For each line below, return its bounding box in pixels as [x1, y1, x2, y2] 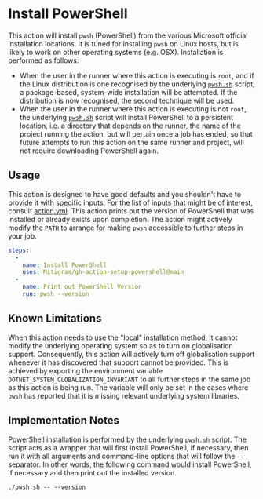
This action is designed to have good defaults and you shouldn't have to [8, 189, 242, 199]
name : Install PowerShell [22, 260, 108, 269]
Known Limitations [8, 311, 102, 326]
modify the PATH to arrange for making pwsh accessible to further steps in [8, 223, 243, 232]
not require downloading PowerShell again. [19, 146, 159, 155]
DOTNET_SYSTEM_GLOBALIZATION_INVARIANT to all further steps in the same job [8, 374, 251, 384]
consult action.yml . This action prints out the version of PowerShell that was [8, 206, 254, 216]
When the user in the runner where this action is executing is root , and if [19, 71, 254, 80]
